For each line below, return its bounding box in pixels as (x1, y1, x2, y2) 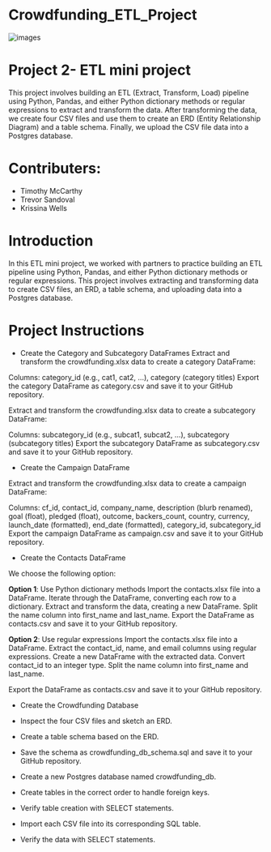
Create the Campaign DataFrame (19, 462, 130, 472)
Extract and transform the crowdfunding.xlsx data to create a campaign (8, 478, 247, 488)
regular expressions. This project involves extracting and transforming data (8, 276, 259, 285)
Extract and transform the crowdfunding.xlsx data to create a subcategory (8, 405, 256, 415)
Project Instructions (8, 321, 145, 340)
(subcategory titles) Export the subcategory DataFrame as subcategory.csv (8, 438, 260, 447)
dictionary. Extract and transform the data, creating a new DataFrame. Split (8, 602, 258, 611)
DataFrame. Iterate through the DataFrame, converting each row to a (8, 593, 237, 602)
